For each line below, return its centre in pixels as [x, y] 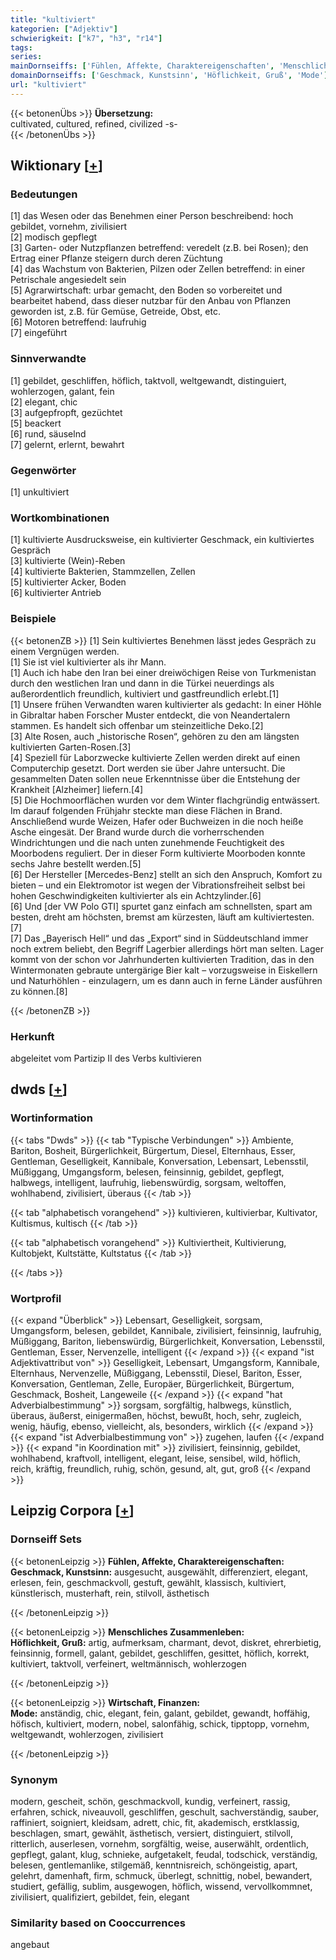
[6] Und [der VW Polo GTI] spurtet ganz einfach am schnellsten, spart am [161, 906]
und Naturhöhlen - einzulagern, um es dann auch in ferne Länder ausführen [166, 980]
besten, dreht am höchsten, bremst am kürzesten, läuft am [131, 917]
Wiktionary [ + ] [56, 166]
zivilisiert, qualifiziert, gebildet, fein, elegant [100, 1897]
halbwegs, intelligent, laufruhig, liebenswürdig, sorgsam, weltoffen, [148, 1182]
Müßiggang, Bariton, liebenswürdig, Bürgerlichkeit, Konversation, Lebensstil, [168, 1341]
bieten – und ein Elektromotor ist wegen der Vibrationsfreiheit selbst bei [158, 885]
